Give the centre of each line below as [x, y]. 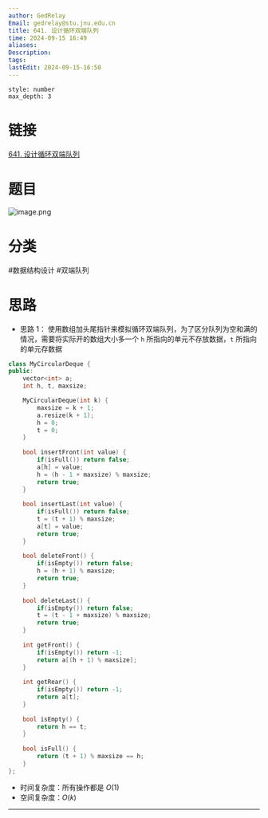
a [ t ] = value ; [60, 526]
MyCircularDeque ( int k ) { [66, 400]
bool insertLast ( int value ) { [73, 504]
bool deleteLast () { [57, 600]
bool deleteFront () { [58, 556]
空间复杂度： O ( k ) [48, 797]
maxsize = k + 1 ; [65, 407]
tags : [17, 61]
